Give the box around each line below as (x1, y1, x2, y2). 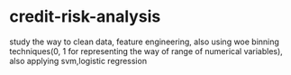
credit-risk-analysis (9, 6, 161, 27)
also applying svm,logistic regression (9, 55, 147, 66)
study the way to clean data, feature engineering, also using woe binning (9, 36, 279, 47)
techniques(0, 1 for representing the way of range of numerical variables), (9, 45, 284, 56)
